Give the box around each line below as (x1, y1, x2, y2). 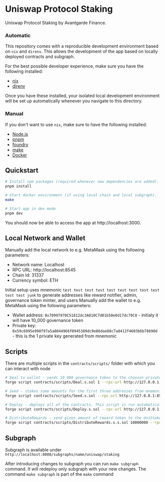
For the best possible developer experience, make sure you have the (5, 63, 144, 69)
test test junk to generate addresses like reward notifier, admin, (5, 292, 137, 298)
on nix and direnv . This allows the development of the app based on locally (5, 48, 158, 55)
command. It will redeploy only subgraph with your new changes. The (5, 466, 146, 472)
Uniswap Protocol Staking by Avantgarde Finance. (5, 20, 107, 26)
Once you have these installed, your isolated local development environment (5, 93, 160, 99)
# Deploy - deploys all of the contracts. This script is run (5, 402, 135, 407)
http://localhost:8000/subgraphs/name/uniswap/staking (5, 452, 120, 457)
